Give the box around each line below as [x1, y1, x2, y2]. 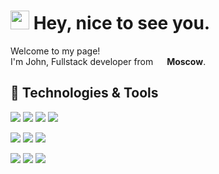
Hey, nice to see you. [33, 12, 211, 35]
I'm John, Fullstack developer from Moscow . [10, 55, 207, 67]
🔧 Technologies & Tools [10, 85, 159, 102]
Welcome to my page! [10, 45, 101, 57]
